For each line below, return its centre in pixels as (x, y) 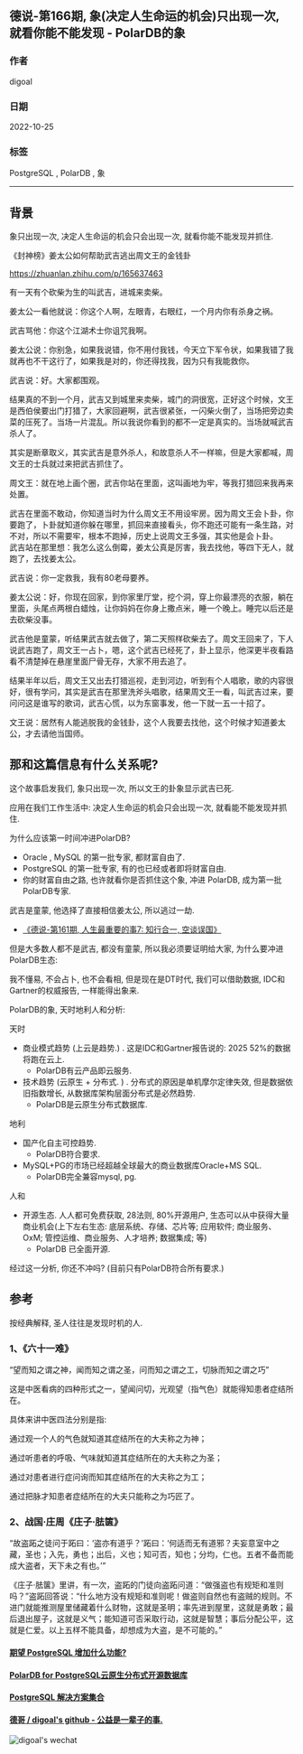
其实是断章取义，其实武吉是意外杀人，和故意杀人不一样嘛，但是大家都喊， (147, 452)
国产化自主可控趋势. (59, 1143)
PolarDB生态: (34, 959)
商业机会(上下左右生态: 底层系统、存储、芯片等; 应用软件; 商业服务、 (149, 1226)
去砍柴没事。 (33, 620)
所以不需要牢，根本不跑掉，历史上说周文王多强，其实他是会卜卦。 (155, 536)
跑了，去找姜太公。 (45, 559)
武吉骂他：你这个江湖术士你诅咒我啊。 (80, 331)
